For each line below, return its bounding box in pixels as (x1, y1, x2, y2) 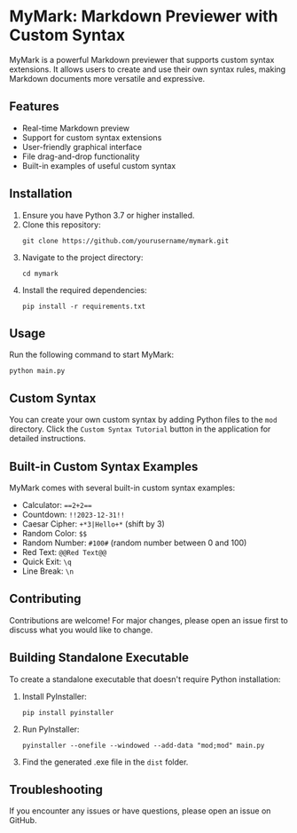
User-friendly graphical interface (21, 141, 143, 152)
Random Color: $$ (21, 528, 88, 538)
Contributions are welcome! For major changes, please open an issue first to (9, 615, 288, 625)
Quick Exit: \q (21, 557, 73, 567)
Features (9, 99, 59, 115)
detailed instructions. (9, 433, 86, 444)
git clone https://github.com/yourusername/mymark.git (21, 236, 230, 245)
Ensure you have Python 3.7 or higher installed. (21, 210, 195, 220)
